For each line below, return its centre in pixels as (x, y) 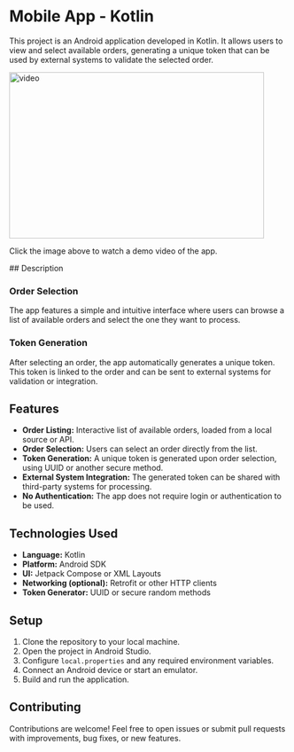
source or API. (48, 440)
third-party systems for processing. (87, 487)
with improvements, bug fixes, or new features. (95, 738)
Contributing (45, 707)
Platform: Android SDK (64, 564)
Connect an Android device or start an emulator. (110, 670)
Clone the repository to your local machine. (101, 641)
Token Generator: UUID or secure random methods (116, 592)
